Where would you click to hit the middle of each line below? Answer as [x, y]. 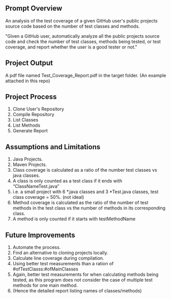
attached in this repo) [28, 81]
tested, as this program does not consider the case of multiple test [83, 280]
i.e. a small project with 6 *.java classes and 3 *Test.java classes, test [86, 192]
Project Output [29, 63]
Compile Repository [33, 114]
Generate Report [30, 131]
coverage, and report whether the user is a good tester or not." [71, 47]
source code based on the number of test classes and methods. [73, 26]
